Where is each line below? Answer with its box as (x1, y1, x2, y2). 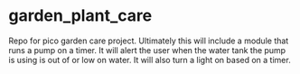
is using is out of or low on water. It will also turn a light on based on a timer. (8, 54, 291, 65)
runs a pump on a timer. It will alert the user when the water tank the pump (8, 44, 286, 55)
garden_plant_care (8, 5, 153, 26)
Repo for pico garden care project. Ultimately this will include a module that (8, 35, 289, 46)
